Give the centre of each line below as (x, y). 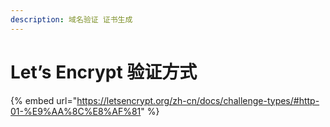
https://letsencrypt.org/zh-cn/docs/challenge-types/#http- (198, 100)
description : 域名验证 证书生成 (71, 19)
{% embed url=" (44, 100)
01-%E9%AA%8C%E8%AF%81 (76, 111)
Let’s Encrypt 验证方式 (104, 72)
